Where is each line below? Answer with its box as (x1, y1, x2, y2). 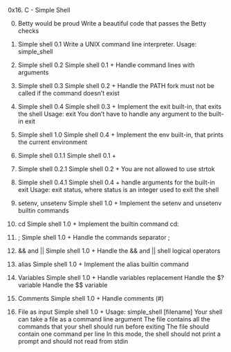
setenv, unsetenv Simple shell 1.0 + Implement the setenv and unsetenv (17, 199, 222, 207)
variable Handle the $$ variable (17, 281, 108, 289)
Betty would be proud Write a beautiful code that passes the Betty (17, 19, 207, 27)
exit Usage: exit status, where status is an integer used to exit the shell (17, 186, 219, 193)
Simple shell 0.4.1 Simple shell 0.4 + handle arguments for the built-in (17, 178, 215, 186)
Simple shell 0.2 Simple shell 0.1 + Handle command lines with (17, 61, 195, 69)
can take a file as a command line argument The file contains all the (17, 315, 210, 323)
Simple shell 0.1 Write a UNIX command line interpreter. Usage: (17, 40, 197, 48)
